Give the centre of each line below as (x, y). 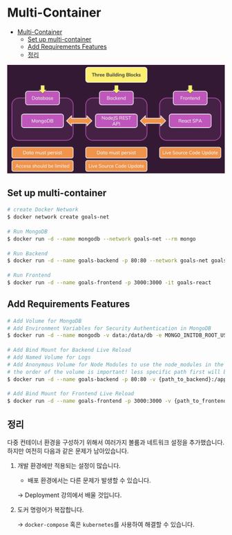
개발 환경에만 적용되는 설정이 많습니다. (69, 466)
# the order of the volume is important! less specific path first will (114, 372)
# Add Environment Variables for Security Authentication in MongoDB (109, 328)
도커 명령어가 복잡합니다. (50, 510)
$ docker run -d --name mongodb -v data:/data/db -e (85, 336)
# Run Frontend (29, 275)
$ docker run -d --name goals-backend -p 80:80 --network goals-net (108, 261)
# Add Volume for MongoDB (44, 321)
